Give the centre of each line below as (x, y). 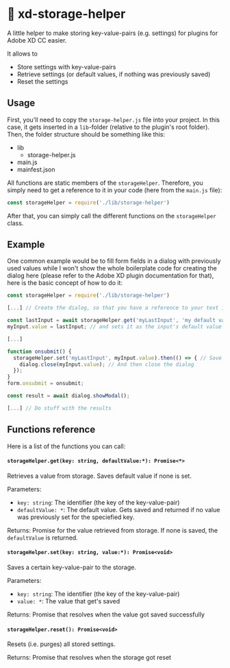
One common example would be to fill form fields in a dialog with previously (114, 261)
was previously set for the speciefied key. (76, 517)
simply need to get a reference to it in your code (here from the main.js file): (115, 190)
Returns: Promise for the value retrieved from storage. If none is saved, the (112, 530)
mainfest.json (36, 169)
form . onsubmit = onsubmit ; (46, 384)
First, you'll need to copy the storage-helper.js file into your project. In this (114, 119)
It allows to (22, 54)
